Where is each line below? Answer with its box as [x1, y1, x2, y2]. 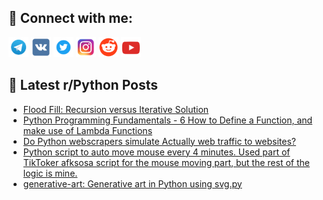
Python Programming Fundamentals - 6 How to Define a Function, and [22, 114, 313, 126]
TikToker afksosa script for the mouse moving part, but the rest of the [22, 156, 310, 168]
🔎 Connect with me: [8, 10, 133, 27]
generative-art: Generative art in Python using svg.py [22, 177, 243, 190]
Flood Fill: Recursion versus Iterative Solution [22, 103, 210, 115]
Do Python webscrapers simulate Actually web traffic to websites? [22, 135, 297, 147]
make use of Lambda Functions [22, 124, 153, 136]
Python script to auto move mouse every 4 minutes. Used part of [22, 146, 291, 158]
